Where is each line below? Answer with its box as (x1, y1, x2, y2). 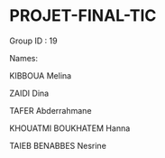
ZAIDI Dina (9, 88, 50, 98)
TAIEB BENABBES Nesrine (9, 140, 106, 151)
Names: (9, 52, 39, 63)
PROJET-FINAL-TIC (9, 5, 157, 26)
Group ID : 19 (9, 35, 58, 46)
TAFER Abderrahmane (9, 105, 92, 116)
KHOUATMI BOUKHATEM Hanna (9, 123, 131, 134)
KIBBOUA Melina (9, 70, 72, 81)
